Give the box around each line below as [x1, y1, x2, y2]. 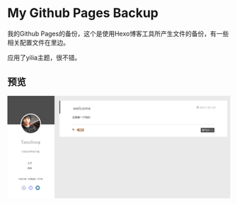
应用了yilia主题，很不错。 [7, 53, 81, 62]
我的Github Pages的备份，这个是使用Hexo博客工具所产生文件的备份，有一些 [7, 29, 229, 38]
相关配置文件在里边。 [7, 38, 69, 47]
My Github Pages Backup [7, 5, 159, 21]
